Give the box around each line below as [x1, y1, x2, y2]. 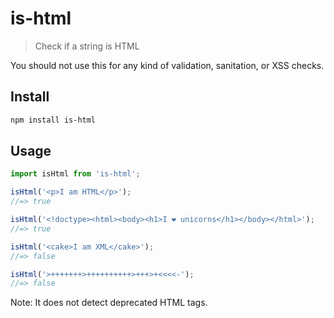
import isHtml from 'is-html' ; [10, 169, 141, 179]
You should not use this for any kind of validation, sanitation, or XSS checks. [10, 59, 325, 71]
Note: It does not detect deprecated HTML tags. [10, 297, 208, 309]
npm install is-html [10, 115, 97, 125]
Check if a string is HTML [34, 40, 140, 52]
